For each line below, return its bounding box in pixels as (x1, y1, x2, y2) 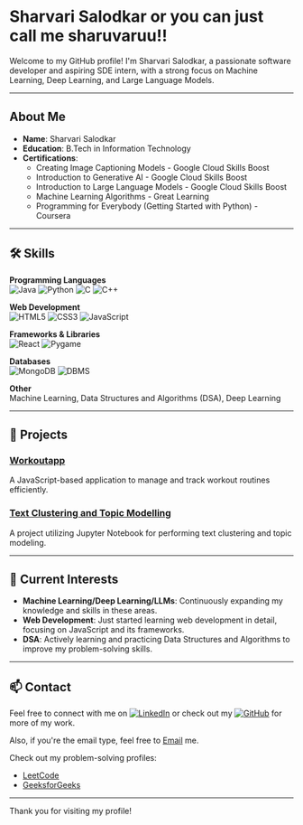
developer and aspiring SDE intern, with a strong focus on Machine (9, 65, 259, 76)
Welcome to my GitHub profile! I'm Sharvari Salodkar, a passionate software (9, 55, 291, 66)
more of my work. (9, 717, 75, 728)
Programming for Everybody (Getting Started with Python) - (35, 201, 259, 211)
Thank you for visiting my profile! (9, 806, 133, 817)
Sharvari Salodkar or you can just (9, 6, 264, 27)
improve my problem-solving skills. (22, 643, 153, 654)
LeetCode (22, 770, 60, 781)
